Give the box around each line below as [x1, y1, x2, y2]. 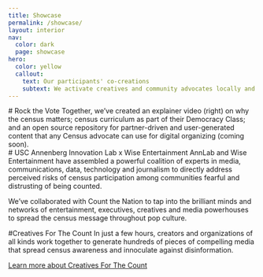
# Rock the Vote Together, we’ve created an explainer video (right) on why [8, 106, 250, 116]
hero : [8, 56, 26, 64]
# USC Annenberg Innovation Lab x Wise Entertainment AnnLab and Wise [8, 148, 247, 157]
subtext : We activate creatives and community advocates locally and [22, 84, 256, 93]
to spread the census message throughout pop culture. [8, 213, 187, 223]
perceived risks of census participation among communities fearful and [8, 173, 240, 183]
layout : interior [8, 26, 65, 34]
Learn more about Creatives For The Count [8, 260, 148, 270]
